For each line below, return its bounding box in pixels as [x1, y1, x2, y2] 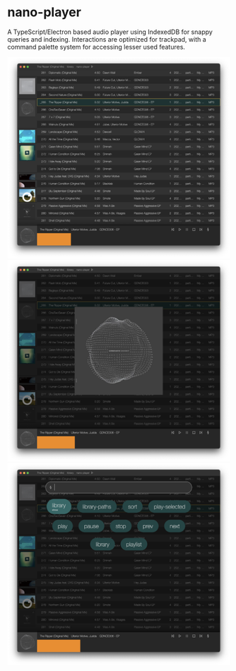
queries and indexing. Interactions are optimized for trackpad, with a [7, 35, 206, 43]
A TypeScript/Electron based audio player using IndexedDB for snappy [7, 28, 213, 36]
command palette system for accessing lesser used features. [7, 42, 186, 51]
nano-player [7, 4, 81, 20]
